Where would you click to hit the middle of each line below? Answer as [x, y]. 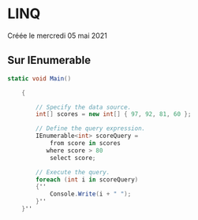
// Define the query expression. [91, 129]
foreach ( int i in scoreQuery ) [87, 179]
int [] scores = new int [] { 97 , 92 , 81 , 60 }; [114, 114]
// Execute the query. [73, 172]
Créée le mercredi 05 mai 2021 [57, 35]
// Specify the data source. [84, 107]
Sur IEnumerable [49, 60]
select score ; [73, 158]
